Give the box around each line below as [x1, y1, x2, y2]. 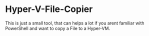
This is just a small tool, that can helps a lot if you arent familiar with [5, 20, 144, 26]
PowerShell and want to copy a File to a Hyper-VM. [5, 25, 110, 31]
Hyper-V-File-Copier [5, 3, 93, 15]
